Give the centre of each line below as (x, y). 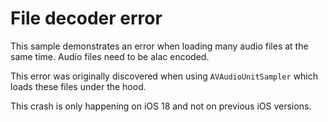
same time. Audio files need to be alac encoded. (110, 56)
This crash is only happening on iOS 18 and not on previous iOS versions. (161, 106)
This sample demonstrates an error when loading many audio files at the (159, 46)
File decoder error (86, 18)
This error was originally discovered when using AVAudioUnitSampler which (164, 76)
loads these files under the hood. (78, 86)
